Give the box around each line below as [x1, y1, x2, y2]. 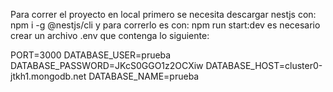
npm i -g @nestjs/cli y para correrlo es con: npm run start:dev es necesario [10, 19, 321, 31]
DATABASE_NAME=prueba [88, 70, 200, 82]
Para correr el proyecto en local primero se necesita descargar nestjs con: [10, 9, 317, 20]
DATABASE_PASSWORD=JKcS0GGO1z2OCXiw [10, 60, 204, 71]
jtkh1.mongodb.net [10, 70, 87, 82]
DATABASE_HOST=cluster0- [205, 60, 323, 71]
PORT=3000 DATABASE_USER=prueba [10, 49, 172, 61]
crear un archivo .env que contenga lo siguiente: [10, 30, 210, 41]
